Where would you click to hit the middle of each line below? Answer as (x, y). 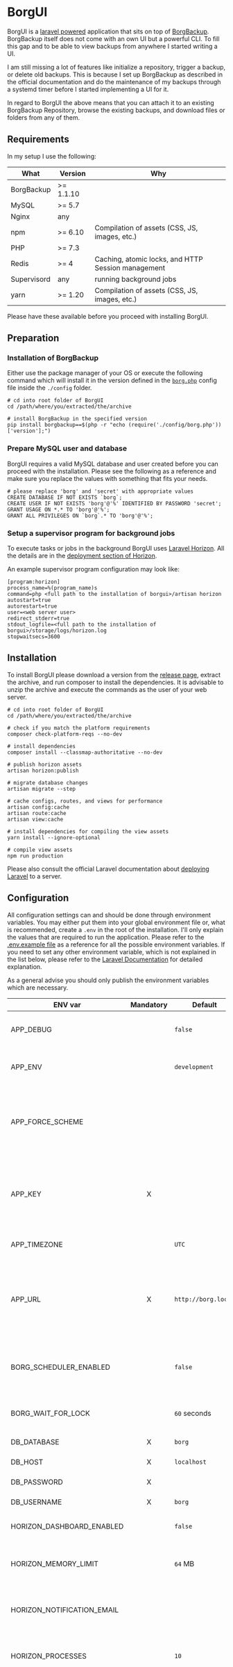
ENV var (67, 1004)
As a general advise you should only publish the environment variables (108, 980)
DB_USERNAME (36, 1502)
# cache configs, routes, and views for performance (85, 801)
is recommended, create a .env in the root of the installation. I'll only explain (115, 929)
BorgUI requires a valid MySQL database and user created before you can (113, 464)
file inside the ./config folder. (50, 388)
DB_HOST (27, 1462)
